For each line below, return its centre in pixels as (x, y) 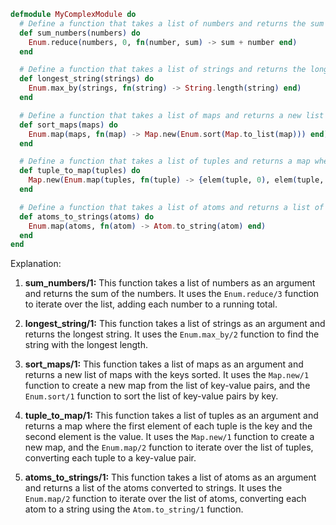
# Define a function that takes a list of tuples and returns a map (165, 161)
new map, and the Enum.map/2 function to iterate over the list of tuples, (169, 447)
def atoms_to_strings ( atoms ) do (87, 216)
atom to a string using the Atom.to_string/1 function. (134, 509)
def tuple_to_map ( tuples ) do (80, 171)
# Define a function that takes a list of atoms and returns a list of (172, 207)
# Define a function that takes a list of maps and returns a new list (172, 115)
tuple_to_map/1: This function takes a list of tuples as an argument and (171, 416)
